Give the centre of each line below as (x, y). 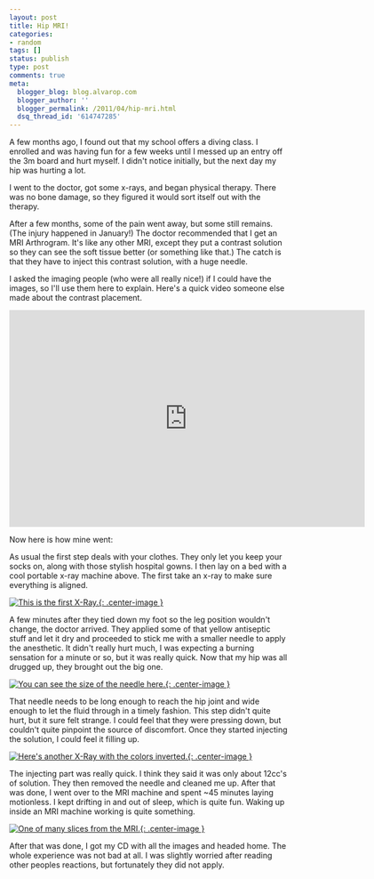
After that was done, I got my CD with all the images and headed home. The (148, 846)
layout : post (33, 17)
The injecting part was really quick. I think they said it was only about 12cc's (148, 774)
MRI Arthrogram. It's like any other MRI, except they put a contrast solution (146, 243)
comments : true (37, 76)
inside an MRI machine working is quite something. (102, 811)
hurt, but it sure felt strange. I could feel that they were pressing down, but (145, 721)
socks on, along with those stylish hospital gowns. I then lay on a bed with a (148, 567)
